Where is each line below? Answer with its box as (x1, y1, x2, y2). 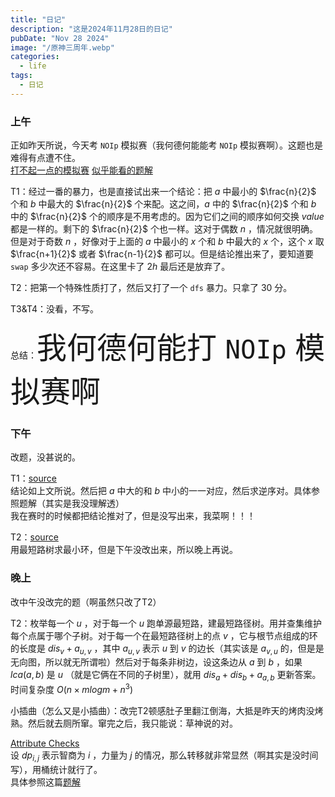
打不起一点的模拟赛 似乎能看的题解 (10, 164, 153, 176)
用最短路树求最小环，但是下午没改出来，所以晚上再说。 (10, 544, 238, 556)
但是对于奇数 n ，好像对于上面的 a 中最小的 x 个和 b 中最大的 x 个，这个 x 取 (10, 236, 325, 248)
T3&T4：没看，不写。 (10, 303, 100, 315)
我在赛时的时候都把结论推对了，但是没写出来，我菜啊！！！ (10, 510, 256, 522)
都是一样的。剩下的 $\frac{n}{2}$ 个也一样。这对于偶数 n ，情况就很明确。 (10, 223, 319, 235)
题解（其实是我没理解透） (18, 497, 125, 510)
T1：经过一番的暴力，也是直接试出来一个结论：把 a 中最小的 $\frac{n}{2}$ (10, 186, 317, 198)
